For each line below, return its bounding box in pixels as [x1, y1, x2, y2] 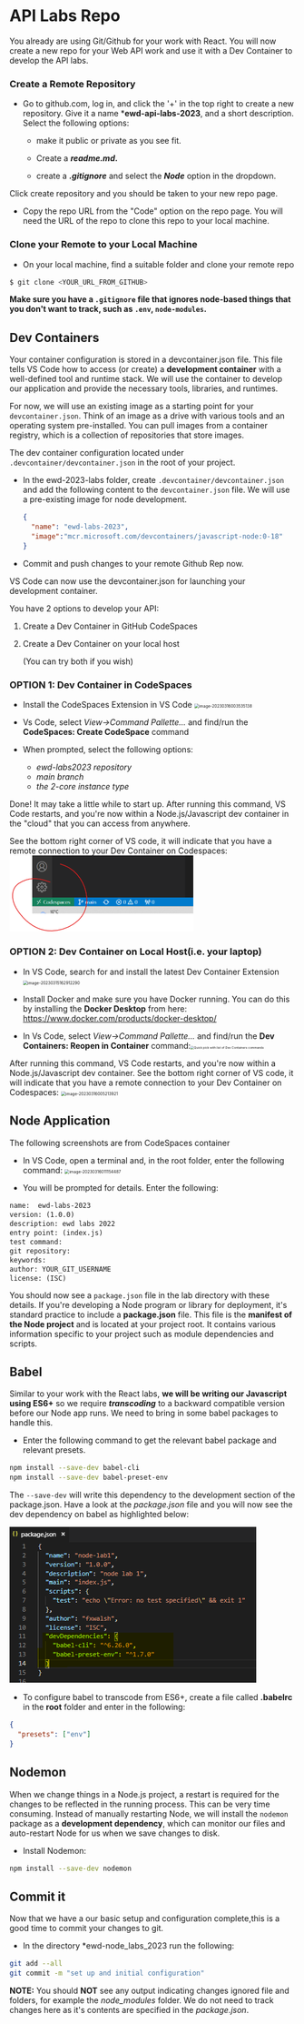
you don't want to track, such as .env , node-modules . [9, 304, 207, 315]
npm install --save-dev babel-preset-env [9, 1473, 169, 1483]
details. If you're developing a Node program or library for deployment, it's [9, 1299, 288, 1310]
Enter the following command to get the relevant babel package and [22, 1435, 277, 1446]
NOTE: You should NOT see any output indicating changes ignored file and [9, 1985, 290, 1997]
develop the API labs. [9, 55, 89, 65]
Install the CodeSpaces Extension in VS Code [22, 700, 192, 710]
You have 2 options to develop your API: [9, 602, 160, 614]
